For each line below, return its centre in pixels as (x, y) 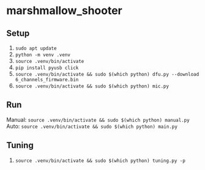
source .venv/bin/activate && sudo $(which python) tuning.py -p (100, 161)
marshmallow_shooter (64, 11)
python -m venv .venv (43, 55)
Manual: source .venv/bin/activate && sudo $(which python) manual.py (98, 119)
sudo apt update (36, 48)
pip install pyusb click (47, 68)
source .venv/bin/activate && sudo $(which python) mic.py (92, 86)
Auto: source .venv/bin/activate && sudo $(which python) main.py (92, 126)
